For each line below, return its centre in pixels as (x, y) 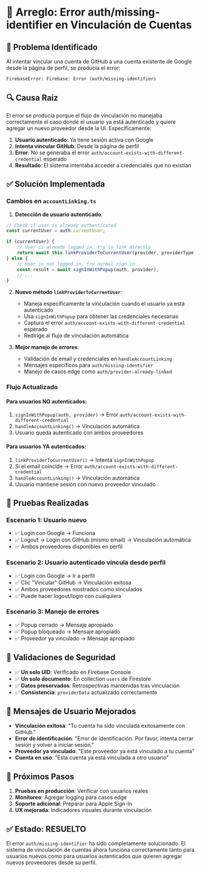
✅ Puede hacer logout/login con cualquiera (68, 596)
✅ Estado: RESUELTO (46, 829)
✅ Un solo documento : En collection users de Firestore (83, 679)
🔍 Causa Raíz (32, 98)
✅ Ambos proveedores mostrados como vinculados (78, 589)
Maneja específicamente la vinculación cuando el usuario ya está (104, 304)
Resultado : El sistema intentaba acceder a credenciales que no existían (103, 165)
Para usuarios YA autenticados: (46, 446)
